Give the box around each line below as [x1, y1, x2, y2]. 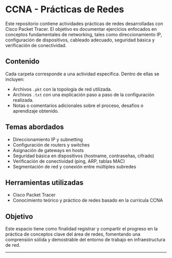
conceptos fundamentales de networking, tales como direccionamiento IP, [5, 31, 162, 37]
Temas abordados [5, 123, 64, 132]
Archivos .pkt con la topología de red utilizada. [12, 86, 112, 92]
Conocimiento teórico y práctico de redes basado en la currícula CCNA [12, 197, 163, 203]
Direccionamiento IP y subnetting [12, 136, 83, 142]
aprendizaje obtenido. [12, 107, 59, 114]
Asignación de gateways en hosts [12, 147, 84, 153]
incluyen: [5, 76, 25, 82]
